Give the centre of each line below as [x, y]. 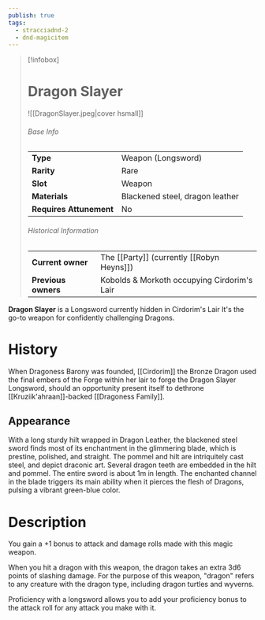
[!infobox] [43, 60]
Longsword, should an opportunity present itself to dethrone [106, 388]
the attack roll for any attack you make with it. [82, 608]
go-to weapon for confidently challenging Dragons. [91, 317]
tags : [17, 23]
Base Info [43, 132]
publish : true [32, 15]
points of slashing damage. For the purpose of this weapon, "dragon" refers [131, 576]
